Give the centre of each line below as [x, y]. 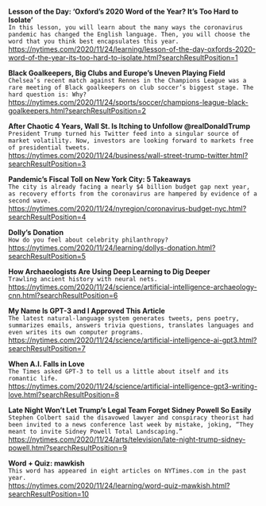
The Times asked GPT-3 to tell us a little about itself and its [118, 372]
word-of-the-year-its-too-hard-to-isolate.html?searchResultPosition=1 [123, 58]
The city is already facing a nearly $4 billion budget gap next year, [129, 187]
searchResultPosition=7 [47, 348]
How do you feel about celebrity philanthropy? [89, 240]
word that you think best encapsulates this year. [94, 41]
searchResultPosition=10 [49, 494]
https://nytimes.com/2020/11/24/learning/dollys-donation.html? [112, 248]
